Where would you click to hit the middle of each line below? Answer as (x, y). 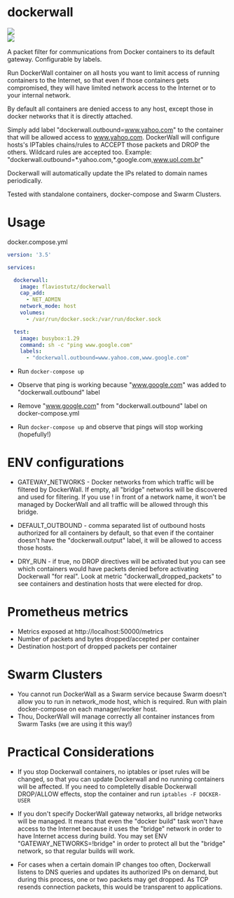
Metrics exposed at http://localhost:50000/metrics (90, 631)
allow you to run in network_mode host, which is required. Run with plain (122, 701)
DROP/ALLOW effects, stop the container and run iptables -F (107, 794)
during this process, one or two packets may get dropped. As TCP (113, 879)
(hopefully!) (34, 435)
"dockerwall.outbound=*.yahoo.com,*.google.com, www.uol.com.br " (105, 159)
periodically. (25, 180)
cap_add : (33, 293)
